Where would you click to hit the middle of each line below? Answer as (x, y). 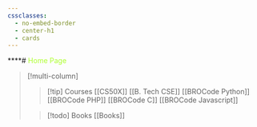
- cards (28, 38)
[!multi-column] (53, 76)
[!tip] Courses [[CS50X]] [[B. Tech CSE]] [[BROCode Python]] (148, 92)
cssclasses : (27, 16)
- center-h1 (35, 30)
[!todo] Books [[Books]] (86, 116)
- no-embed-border (46, 23)
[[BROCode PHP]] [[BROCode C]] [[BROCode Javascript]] (143, 100)
